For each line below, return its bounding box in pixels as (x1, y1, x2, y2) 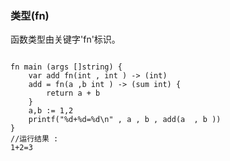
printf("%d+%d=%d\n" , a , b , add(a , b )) (28, 115, 222, 125)
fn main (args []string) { (10, 62, 123, 72)
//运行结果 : (10, 134, 59, 144)
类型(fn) (10, 8, 50, 22)
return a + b (46, 88, 101, 99)
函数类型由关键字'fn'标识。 (10, 33, 121, 46)
